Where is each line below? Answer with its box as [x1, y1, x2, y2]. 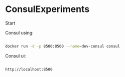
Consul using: [5, 29, 34, 35]
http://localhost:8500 [5, 66, 53, 72]
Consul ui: [5, 52, 26, 58]
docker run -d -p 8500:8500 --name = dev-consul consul [5, 43, 120, 48]
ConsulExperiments [5, 3, 90, 15]
